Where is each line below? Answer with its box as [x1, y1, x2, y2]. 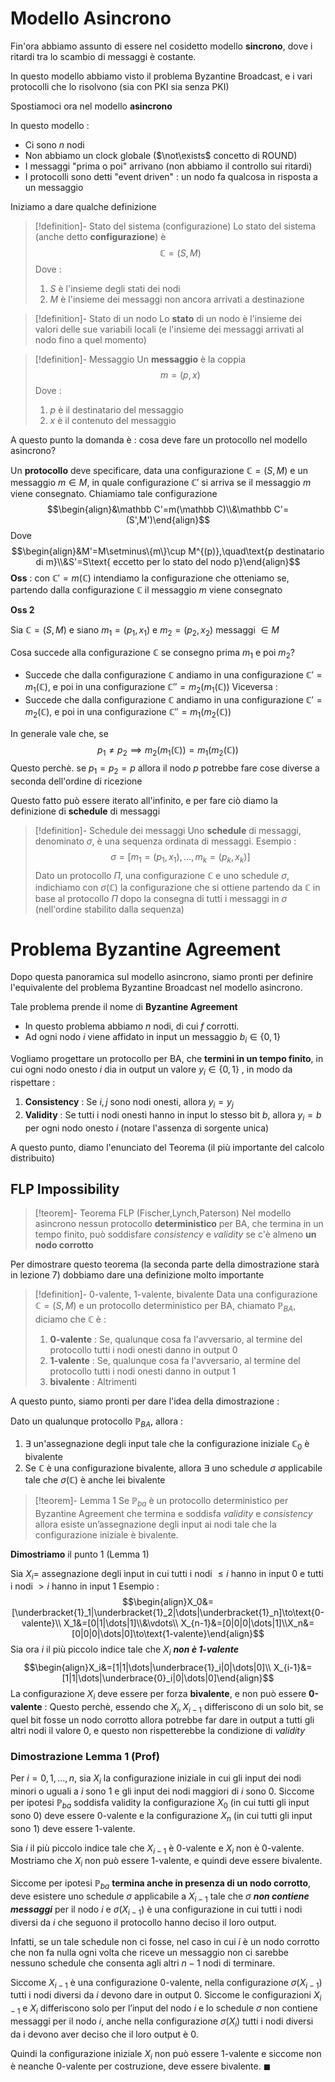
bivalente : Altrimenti [49, 1376, 137, 1388]
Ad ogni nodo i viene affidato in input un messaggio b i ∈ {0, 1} [24, 1031, 282, 1046]
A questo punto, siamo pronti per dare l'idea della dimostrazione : [10, 1395, 280, 1407]
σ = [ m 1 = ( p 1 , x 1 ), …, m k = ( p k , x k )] [110, 850, 251, 865]
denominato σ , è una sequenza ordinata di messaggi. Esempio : [34, 835, 297, 847]
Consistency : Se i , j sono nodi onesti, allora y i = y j [24, 1096, 234, 1110]
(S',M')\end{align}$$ [125, 513, 211, 526]
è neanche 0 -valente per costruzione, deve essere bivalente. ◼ [10, 2060, 272, 2072]
